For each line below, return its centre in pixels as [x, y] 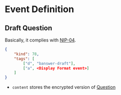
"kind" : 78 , [26, 54]
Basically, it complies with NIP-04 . [40, 40]
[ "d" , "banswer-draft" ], [49, 63]
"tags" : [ [24, 59]
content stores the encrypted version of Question [64, 87]
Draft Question [28, 28]
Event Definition [39, 9]
